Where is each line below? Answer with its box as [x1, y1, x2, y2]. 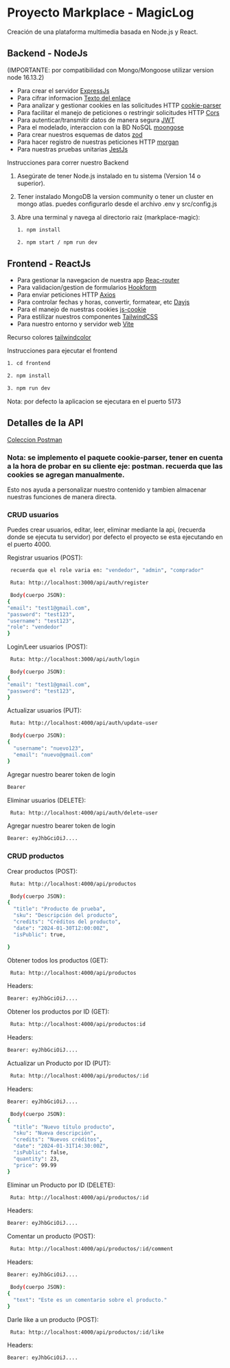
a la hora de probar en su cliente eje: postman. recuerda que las [7, 461, 223, 471]
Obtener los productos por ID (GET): [7, 1007, 110, 1016]
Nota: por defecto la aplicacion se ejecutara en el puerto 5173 [7, 397, 181, 406]
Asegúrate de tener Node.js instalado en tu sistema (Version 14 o [16, 171, 201, 180]
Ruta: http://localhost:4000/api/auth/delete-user [10, 809, 158, 817]
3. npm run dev [7, 385, 51, 392]
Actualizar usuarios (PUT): [7, 706, 82, 715]
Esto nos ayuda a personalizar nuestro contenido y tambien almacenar [7, 485, 207, 494]
